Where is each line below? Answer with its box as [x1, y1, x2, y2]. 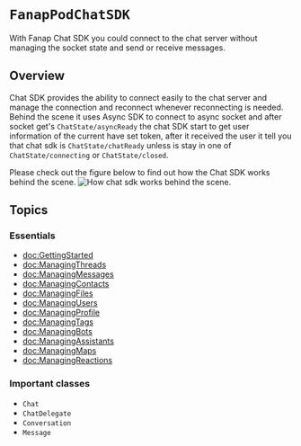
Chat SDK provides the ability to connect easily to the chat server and [9, 92, 268, 103]
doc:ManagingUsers [22, 298, 98, 308]
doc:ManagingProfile [22, 308, 101, 318]
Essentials [9, 229, 56, 242]
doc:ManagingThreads [22, 259, 107, 271]
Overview [9, 68, 66, 84]
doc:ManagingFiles [22, 288, 93, 299]
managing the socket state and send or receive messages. [9, 42, 226, 53]
